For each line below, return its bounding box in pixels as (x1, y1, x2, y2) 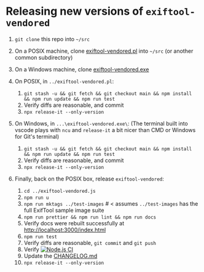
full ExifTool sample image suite (23, 206, 104, 214)
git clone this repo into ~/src (14, 35, 90, 42)
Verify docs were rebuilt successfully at (23, 219, 125, 227)
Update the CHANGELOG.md (23, 252, 98, 259)
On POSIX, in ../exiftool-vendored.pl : (14, 77, 114, 85)
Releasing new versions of (6, 4, 144, 18)
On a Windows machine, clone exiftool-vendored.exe (14, 66, 149, 73)
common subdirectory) (14, 53, 73, 61)
